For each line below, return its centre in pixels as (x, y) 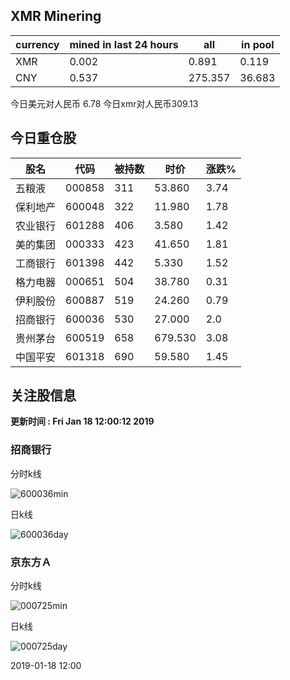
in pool (258, 44)
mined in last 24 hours (124, 44)
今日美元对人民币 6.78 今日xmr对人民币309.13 (104, 103)
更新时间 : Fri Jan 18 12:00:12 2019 (82, 421)
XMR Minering (56, 16)
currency (37, 44)
